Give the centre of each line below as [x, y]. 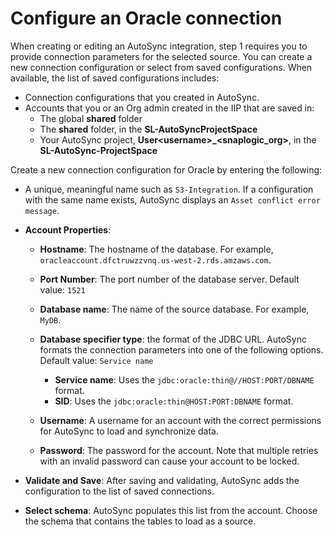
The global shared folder [91, 118]
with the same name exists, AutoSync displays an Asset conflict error [172, 199]
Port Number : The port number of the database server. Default [169, 279]
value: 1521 [62, 289]
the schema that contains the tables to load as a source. [140, 521]
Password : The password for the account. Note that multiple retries [179, 450]
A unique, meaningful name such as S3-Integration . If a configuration [169, 189]
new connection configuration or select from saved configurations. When [161, 67]
